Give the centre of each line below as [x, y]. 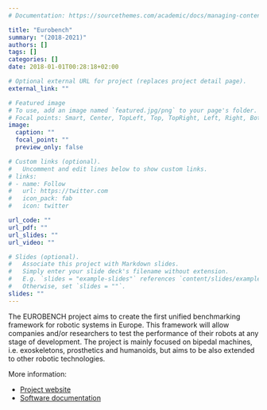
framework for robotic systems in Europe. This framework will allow [119, 325]
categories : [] [33, 60]
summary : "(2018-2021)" [48, 37]
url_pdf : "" [28, 227]
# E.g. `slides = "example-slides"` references [92, 279]
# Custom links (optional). [55, 161]
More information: [38, 373]
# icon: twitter [39, 206]
